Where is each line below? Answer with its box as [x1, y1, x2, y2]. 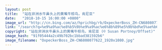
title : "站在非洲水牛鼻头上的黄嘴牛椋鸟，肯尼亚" [5, 11, 95, 16]
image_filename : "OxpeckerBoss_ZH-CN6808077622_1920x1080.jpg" [5, 38, 135, 43]
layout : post [5, 7, 31, 12]
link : [5, 25, 16, 30]
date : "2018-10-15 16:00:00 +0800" [5, 16, 81, 20]
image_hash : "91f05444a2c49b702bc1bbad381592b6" [5, 34, 105, 39]
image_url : [5, 20, 27, 25]
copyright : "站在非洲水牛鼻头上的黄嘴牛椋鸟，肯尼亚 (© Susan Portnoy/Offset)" [5, 29, 155, 34]
